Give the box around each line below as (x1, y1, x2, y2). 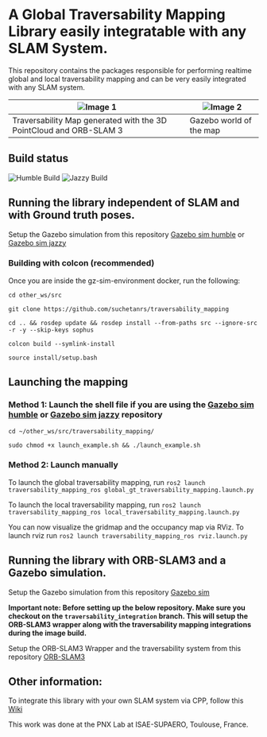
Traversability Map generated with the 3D (12, 114, 168, 126)
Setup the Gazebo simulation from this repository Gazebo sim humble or (8, 229, 245, 239)
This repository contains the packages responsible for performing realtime (8, 65, 252, 75)
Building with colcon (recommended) (8, 258, 155, 269)
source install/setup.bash (8, 354, 98, 362)
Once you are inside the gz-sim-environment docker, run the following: (8, 276, 241, 285)
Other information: (8, 675, 103, 689)
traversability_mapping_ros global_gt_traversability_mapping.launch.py (8, 486, 254, 494)
